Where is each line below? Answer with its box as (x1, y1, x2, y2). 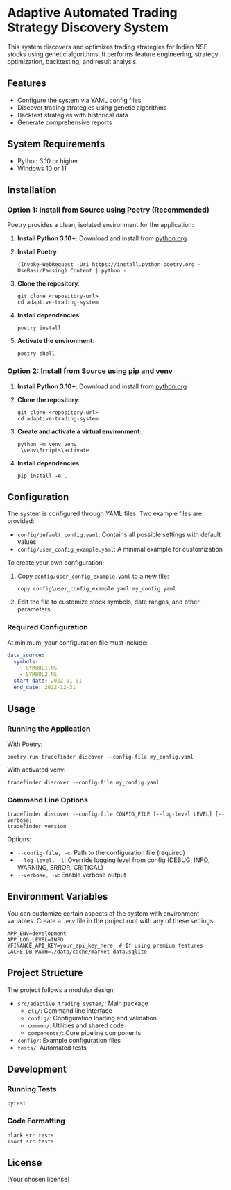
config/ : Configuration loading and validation (27, 1014, 157, 1022)
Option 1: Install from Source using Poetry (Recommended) (7, 205, 209, 215)
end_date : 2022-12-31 (13, 684, 76, 691)
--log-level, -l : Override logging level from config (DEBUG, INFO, (17, 856, 210, 864)
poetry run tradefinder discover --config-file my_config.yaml (7, 753, 194, 760)
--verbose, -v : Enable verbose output (17, 870, 126, 879)
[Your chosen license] (7, 1175, 70, 1184)
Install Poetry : (17, 248, 59, 256)
